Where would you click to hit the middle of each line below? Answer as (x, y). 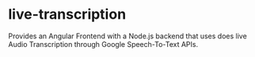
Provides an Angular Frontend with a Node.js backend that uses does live (127, 36)
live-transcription (67, 14)
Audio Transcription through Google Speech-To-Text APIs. (103, 44)
